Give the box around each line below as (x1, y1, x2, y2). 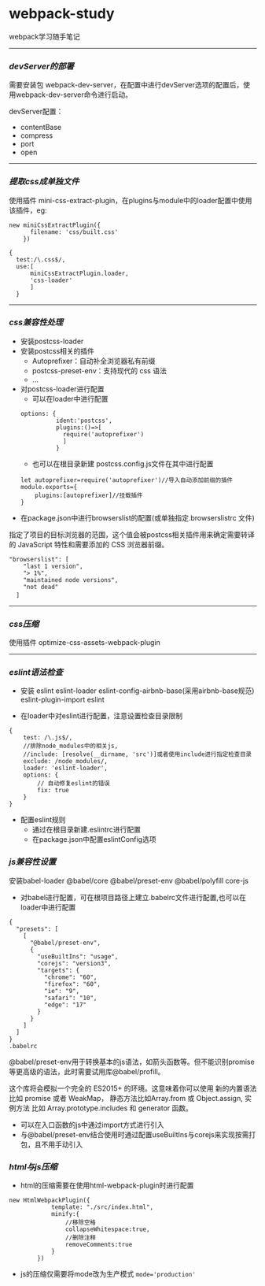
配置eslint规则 (20, 815, 66, 825)
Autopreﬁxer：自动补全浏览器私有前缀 (31, 356, 156, 365)
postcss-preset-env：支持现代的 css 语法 (31, 365, 167, 375)
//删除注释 (64, 1234, 97, 1242)
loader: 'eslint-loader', (23, 765, 109, 773)
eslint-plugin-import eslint (20, 695, 105, 705)
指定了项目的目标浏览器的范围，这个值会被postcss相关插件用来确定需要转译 (9, 529, 255, 539)
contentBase (20, 123, 62, 132)
